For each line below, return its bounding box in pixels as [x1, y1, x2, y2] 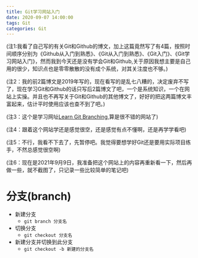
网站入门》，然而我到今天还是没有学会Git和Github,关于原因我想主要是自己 [11, 58, 191, 65]
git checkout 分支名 [23, 232, 73, 239]
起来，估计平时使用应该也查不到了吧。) [11, 100, 106, 108]
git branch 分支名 [23, 218, 68, 225]
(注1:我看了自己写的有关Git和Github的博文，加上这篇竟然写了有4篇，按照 [6, 43, 185, 50]
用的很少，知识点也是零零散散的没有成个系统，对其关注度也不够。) [6, 65, 169, 73]
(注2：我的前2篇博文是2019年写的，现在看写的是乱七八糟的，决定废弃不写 [6, 78, 189, 85]
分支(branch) [6, 190, 72, 203]
